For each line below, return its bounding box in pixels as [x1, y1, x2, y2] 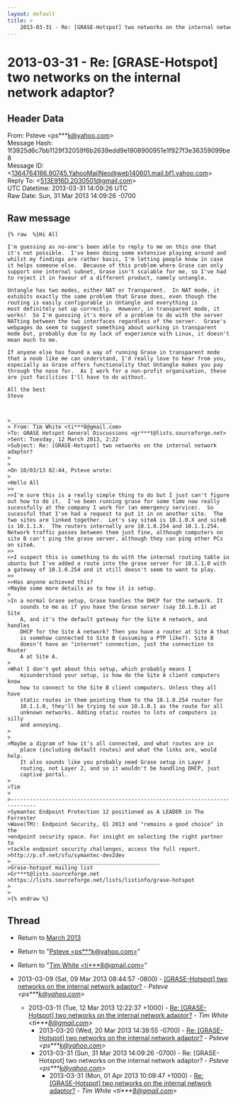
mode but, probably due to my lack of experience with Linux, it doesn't [7, 331, 230, 338]
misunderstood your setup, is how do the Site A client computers [20, 672, 220, 679]
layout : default [7, 10, 55, 18]
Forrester [7, 815, 37, 822]
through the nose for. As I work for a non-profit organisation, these [7, 368, 227, 375]
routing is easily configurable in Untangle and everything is [7, 299, 198, 307]
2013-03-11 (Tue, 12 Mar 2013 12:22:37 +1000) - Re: [28, 1003, 179, 1012]
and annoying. [20, 722, 62, 729]
